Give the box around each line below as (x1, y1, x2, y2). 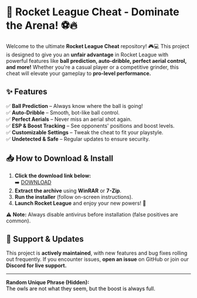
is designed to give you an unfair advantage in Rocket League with (6, 51, 169, 58)
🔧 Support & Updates (6, 234, 84, 244)
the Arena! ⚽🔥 (6, 19, 77, 32)
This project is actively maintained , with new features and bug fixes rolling (6, 249, 188, 257)
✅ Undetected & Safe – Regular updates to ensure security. (6, 135, 150, 143)
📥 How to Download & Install (6, 154, 113, 164)
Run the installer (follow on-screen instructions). (14, 193, 133, 200)
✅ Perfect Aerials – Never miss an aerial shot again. (6, 116, 132, 123)
